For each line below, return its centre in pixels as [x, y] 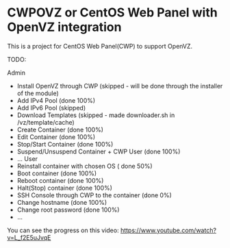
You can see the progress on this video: [63, 230]
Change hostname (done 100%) [62, 202]
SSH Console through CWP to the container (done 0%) [94, 195]
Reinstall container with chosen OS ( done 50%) [85, 166]
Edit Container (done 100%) [56, 137]
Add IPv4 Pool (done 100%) [56, 100]
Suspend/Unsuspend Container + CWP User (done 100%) [99, 151]
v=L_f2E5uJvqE [29, 237]
